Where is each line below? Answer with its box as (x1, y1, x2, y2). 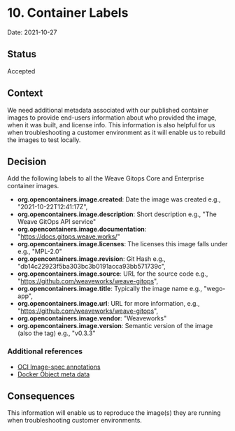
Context (7, 87, 43, 99)
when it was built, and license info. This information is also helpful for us (7, 120, 215, 129)
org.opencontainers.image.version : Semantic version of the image (17, 322, 213, 330)
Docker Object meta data (17, 369, 90, 379)
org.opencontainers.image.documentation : (17, 225, 147, 234)
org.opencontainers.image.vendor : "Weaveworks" (17, 314, 167, 323)
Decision (7, 155, 47, 167)
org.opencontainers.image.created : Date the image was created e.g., (17, 195, 222, 204)
